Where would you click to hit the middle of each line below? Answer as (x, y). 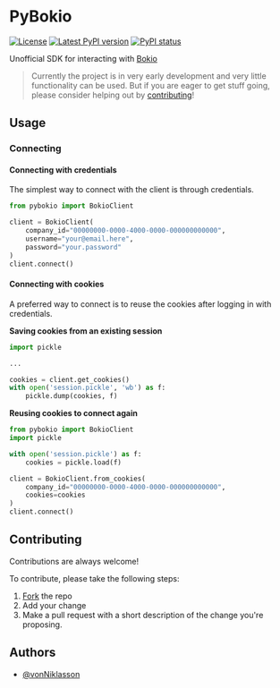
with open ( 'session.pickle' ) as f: (76, 454)
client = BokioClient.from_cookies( (77, 479)
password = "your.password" (74, 247)
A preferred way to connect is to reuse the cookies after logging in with (140, 304)
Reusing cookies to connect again (74, 413)
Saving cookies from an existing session (86, 331)
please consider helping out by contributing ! (113, 95)
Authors (33, 653)
